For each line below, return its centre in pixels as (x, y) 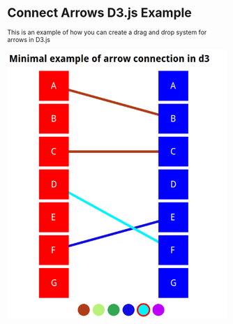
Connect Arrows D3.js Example (99, 13)
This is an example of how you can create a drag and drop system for (107, 32)
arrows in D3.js (29, 39)
